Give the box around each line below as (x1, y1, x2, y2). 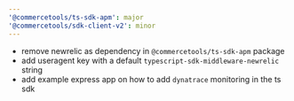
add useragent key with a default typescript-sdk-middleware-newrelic (20, 55, 280, 66)
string (20, 64, 44, 75)
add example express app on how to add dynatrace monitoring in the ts (20, 74, 282, 84)
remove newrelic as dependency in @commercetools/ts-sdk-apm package (20, 45, 285, 56)
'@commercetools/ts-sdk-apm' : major (8, 12, 144, 22)
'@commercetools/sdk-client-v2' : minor (8, 21, 156, 30)
